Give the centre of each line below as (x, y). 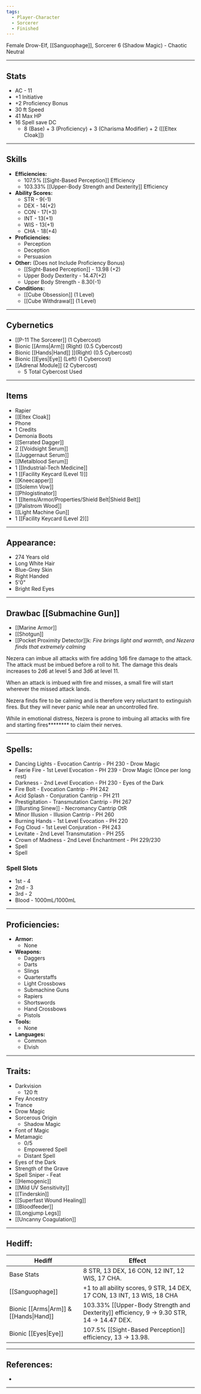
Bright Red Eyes (35, 589)
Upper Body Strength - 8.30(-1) (63, 282)
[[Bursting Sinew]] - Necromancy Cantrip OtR (71, 808)
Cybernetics (30, 326)
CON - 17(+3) (40, 212)
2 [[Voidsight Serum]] (42, 449)
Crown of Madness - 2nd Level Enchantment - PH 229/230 (88, 840)
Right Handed (32, 576)
